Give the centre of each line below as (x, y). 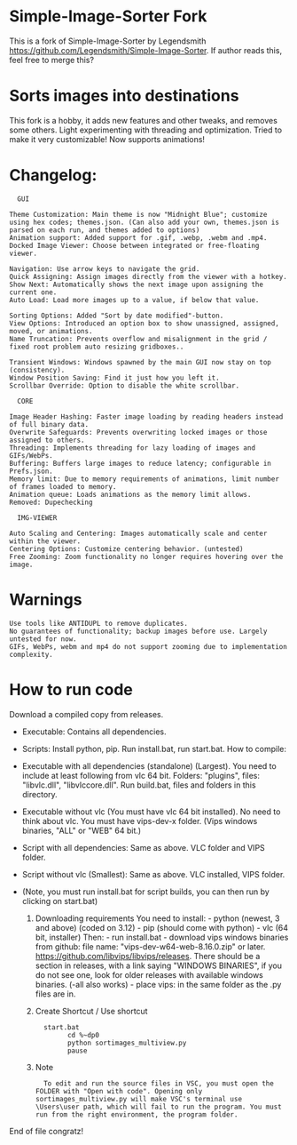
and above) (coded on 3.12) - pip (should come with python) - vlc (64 (162, 927)
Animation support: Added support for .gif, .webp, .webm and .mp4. (138, 237)
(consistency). (37, 370)
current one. (33, 292)
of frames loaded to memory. (63, 486)
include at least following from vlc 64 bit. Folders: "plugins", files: (141, 775)
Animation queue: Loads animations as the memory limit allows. (130, 494)
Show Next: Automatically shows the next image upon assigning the (137, 284)
